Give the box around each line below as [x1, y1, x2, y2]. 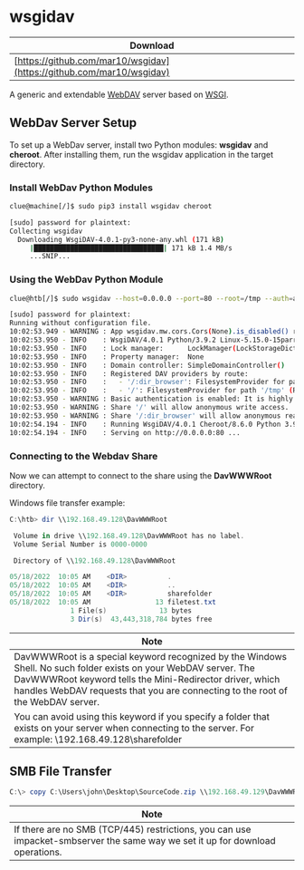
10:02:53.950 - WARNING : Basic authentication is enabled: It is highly [9, 394, 294, 404]
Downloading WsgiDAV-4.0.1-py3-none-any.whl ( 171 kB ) [17, 235, 224, 244]
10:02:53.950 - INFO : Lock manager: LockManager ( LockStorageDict [9, 343, 298, 353]
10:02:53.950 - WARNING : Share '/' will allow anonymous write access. [9, 403, 290, 412]
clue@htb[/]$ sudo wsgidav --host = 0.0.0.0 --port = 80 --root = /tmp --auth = [9, 294, 294, 303]
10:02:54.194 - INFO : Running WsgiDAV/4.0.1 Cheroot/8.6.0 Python [9, 420, 281, 429]
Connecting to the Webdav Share [9, 449, 158, 462]
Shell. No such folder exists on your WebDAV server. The [14, 662, 255, 674]
